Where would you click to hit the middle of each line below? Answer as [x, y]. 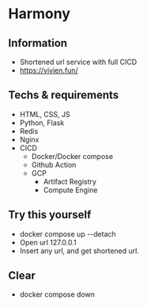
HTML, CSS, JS [45, 114]
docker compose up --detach [68, 233]
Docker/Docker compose [72, 156]
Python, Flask [42, 123]
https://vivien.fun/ [49, 70]
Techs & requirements [64, 95]
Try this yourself [50, 215]
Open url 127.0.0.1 [48, 242]
